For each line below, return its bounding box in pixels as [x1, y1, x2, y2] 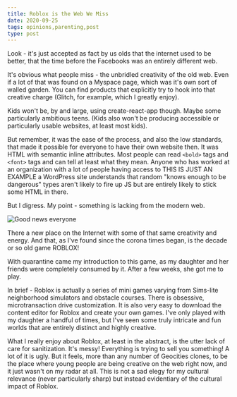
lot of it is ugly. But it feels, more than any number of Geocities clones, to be [7, 352, 228, 360]
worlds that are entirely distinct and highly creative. [7, 324, 157, 332]
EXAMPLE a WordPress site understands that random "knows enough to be [7, 173, 226, 181]
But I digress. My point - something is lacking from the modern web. [7, 202, 206, 210]
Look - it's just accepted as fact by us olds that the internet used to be [7, 49, 212, 58]
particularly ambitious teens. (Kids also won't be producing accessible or [7, 114, 219, 123]
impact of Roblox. [7, 382, 59, 391]
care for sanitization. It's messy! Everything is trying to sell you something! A [7, 345, 230, 353]
